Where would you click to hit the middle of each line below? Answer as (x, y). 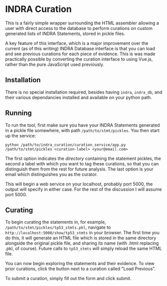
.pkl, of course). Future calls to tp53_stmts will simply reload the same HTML (83, 249)
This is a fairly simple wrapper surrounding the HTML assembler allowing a (82, 23)
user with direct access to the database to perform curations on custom (79, 28)
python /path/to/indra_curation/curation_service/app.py (66, 145)
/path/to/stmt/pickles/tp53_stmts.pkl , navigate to (58, 227)
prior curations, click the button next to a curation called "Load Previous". (81, 269)
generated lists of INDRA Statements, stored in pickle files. (65, 33)
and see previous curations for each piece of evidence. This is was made (80, 54)
